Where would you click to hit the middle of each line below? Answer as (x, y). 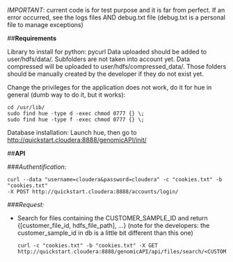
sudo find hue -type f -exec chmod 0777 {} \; (76, 120)
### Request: (26, 205)
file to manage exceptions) (45, 25)
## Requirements (32, 38)
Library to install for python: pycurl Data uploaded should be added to (107, 52)
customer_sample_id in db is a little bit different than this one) (105, 233)
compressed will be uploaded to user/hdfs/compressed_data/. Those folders (117, 66)
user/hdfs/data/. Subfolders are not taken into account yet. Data (98, 59)
